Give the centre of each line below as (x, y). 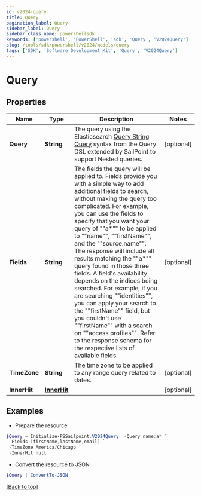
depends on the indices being (116, 280)
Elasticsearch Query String (112, 136)
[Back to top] (22, 486)
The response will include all (114, 250)
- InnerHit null (28, 453)
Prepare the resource (41, 425)
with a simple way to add (109, 183)
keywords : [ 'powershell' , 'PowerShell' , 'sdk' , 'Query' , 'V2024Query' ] (97, 39)
